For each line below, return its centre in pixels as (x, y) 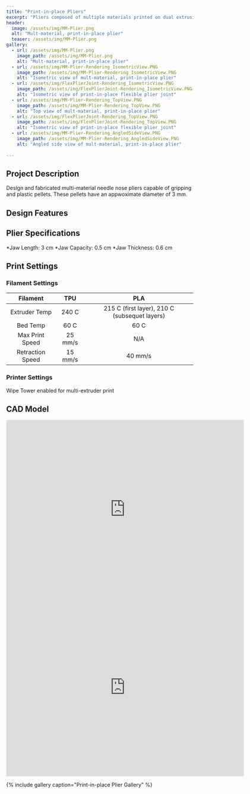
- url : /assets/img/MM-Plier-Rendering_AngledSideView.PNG (86, 133)
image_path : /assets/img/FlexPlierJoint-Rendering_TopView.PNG (97, 122)
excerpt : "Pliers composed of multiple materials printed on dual (90, 17)
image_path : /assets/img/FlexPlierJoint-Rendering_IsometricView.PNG (105, 89)
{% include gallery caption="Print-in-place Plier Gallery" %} (79, 785)
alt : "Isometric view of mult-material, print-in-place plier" (97, 78)
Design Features (37, 213)
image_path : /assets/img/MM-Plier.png (65, 56)
